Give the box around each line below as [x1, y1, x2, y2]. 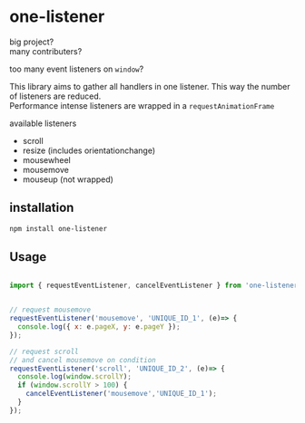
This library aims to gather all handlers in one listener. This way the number [9, 81, 290, 91]
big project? [9, 36, 54, 47]
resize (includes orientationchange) [22, 145, 156, 156]
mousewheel [22, 154, 71, 165]
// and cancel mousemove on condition [9, 355, 156, 364]
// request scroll [9, 347, 79, 356]
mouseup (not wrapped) [22, 174, 113, 185]
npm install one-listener [9, 224, 107, 233]
